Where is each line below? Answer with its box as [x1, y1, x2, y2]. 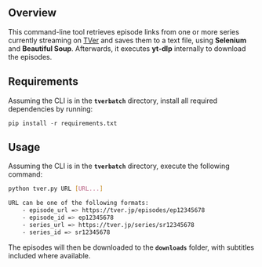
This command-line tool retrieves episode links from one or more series [8, 27, 239, 36]
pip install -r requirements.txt [8, 119, 118, 127]
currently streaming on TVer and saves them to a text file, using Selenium [8, 35, 247, 45]
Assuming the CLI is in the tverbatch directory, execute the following [8, 161, 230, 171]
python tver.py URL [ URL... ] [8, 185, 104, 193]
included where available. [8, 251, 91, 260]
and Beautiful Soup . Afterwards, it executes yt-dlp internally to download [8, 43, 246, 53]
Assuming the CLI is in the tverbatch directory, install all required [8, 96, 218, 105]
